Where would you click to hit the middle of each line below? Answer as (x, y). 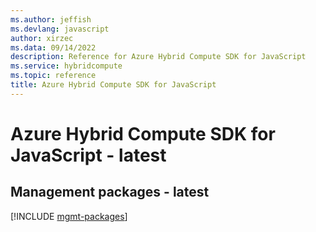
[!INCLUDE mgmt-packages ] (69, 216)
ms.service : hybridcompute (66, 66)
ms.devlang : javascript (60, 29)
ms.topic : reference (53, 76)
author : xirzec (42, 38)
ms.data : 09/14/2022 (53, 47)
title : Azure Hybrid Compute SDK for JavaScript (113, 85)
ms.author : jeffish (51, 19)
